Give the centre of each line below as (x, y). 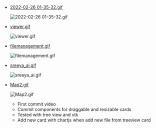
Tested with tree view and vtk (48, 115)
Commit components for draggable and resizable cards (74, 109)
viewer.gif (20, 26)
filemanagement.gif (30, 46)
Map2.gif (19, 85)
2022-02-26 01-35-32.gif (36, 7)
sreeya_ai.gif (23, 65)
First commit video (36, 104)
